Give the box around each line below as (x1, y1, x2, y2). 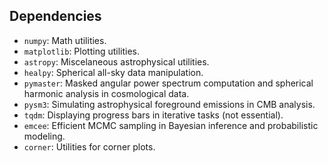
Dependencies (9, 8, 102, 25)
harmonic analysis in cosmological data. (23, 87, 190, 99)
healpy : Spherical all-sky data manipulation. (23, 66, 204, 78)
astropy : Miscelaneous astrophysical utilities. (23, 55, 210, 68)
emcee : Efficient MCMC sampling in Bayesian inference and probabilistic (23, 119, 319, 131)
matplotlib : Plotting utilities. (23, 45, 141, 57)
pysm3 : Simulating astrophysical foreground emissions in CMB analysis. (23, 98, 316, 110)
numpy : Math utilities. (23, 34, 107, 46)
